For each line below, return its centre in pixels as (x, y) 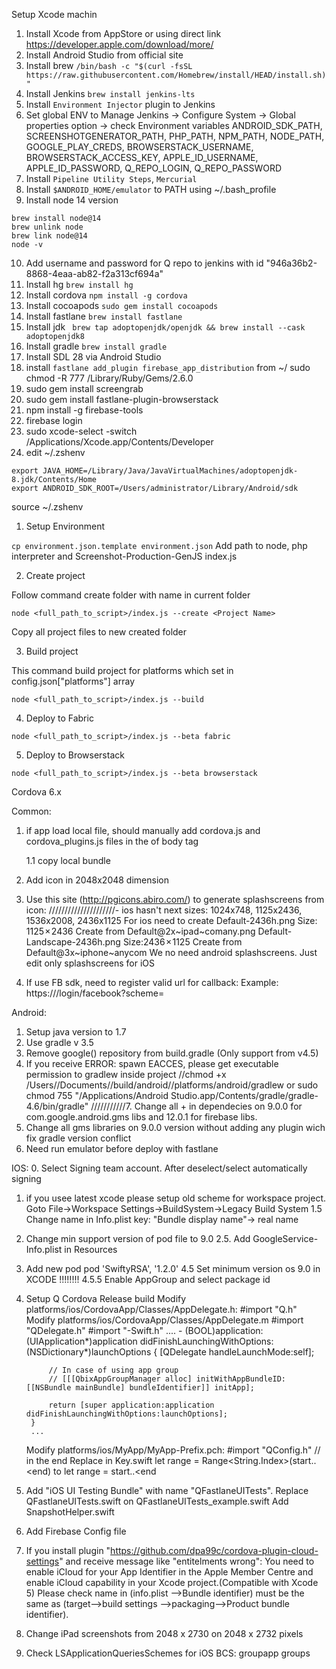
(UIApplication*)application (81, 1341)
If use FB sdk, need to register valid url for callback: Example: (152, 982)
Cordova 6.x (36, 792)
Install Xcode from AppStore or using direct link (123, 33)
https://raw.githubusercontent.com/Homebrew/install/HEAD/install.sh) (176, 75)
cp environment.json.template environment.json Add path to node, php (159, 545)
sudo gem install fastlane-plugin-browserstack (122, 399)
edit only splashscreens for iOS (90, 963)
